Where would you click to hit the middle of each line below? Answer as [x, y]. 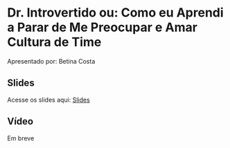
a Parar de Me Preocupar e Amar [102, 27]
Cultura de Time [54, 42]
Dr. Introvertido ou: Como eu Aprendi [115, 13]
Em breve [21, 138]
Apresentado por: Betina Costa [51, 61]
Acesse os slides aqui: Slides [48, 100]
